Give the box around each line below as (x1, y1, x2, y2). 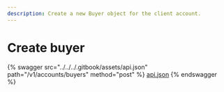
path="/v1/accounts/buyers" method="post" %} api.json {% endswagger (7, 70, 218, 78)
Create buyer (7, 39, 85, 55)
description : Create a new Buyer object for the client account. (7, 10, 201, 17)
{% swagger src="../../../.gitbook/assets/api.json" (7, 63, 148, 71)
